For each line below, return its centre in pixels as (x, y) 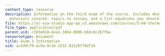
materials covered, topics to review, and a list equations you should (84, 19)
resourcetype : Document (29, 37)
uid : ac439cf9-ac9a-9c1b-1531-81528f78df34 (50, 46)
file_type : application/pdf (34, 28)
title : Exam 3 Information (33, 41)
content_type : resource (29, 9)
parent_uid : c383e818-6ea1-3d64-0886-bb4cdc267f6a (58, 32)
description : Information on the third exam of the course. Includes (78, 14)
